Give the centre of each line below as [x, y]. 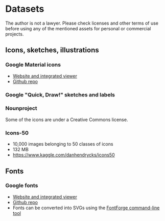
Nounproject [21, 108]
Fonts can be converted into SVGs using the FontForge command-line [86, 208]
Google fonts [22, 186]
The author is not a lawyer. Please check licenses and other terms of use [82, 23]
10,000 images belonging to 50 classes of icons [63, 144]
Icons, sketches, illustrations [52, 50]
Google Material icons [33, 65]
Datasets [25, 9]
